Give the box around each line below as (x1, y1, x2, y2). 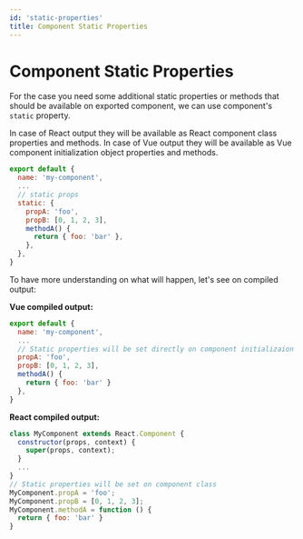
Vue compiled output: (9, 301, 93, 312)
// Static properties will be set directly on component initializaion (17, 344, 295, 354)
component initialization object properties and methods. (9, 147, 219, 158)
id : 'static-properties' (9, 13, 103, 23)
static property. (9, 110, 71, 121)
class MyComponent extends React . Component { (9, 429, 184, 438)
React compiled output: (9, 411, 100, 423)
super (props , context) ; (25, 446, 116, 455)
